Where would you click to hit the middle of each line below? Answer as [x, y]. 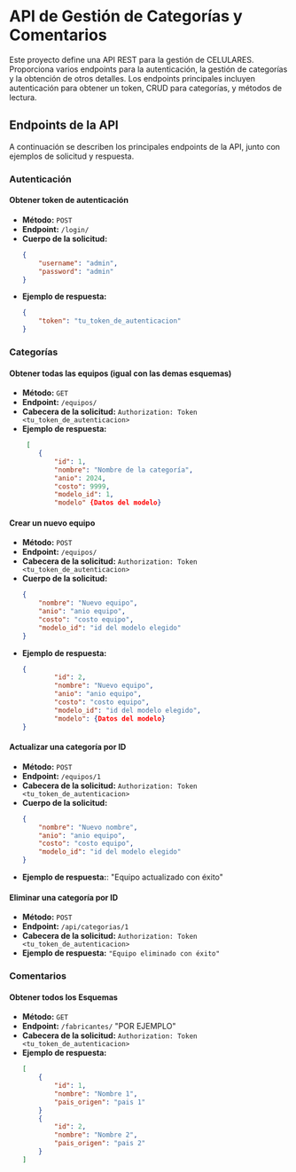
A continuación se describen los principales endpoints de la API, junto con [145, 146]
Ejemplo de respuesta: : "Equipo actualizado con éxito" [123, 877]
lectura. [23, 97]
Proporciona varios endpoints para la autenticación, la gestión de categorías [148, 69]
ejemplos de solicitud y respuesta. [72, 156]
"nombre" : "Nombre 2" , [96, 1135]
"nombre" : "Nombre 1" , [96, 1094]
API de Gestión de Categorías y [126, 16]
